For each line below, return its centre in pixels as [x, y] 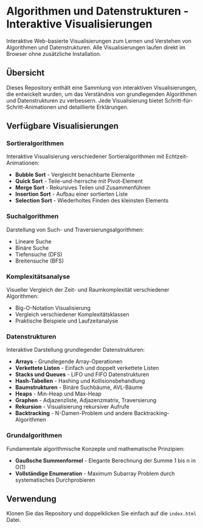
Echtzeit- [177, 157]
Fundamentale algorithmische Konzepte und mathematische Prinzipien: [95, 448]
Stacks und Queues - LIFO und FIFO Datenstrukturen [82, 374]
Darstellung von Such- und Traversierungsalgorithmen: [75, 230]
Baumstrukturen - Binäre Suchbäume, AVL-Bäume [79, 388]
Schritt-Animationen [31, 107]
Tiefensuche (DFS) [39, 254]
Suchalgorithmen [33, 216]
